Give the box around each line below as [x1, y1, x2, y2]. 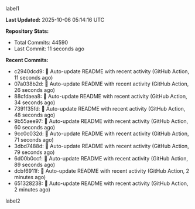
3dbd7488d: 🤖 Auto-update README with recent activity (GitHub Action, [13, 143, 190, 149]
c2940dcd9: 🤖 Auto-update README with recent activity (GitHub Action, [13, 68, 190, 75]
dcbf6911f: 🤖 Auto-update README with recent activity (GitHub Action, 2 [13, 167, 190, 174]
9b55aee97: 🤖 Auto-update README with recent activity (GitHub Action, [13, 118, 189, 125]
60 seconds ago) [13, 124, 56, 131]
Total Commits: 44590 [13, 39, 69, 46]
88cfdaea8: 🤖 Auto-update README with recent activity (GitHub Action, [13, 93, 188, 100]
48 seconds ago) [13, 111, 56, 118]
